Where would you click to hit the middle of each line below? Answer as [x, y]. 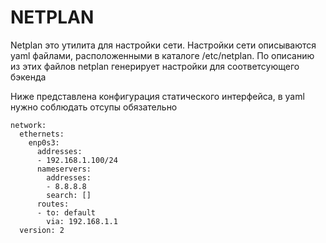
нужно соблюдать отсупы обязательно [94, 107]
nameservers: [64, 169]
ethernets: [42, 134]
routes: [53, 204]
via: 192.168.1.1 [82, 221]
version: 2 [42, 230]
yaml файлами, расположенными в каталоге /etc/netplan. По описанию [162, 55]
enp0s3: [44, 142]
